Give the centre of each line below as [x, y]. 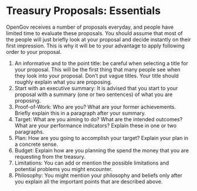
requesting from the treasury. [50, 156]
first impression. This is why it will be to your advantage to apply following [95, 46]
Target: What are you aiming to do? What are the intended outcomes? [98, 119]
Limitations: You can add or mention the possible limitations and [92, 163]
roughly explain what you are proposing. [63, 82]
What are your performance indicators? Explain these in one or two [96, 125]
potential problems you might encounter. [64, 169]
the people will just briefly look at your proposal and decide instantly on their [98, 39]
